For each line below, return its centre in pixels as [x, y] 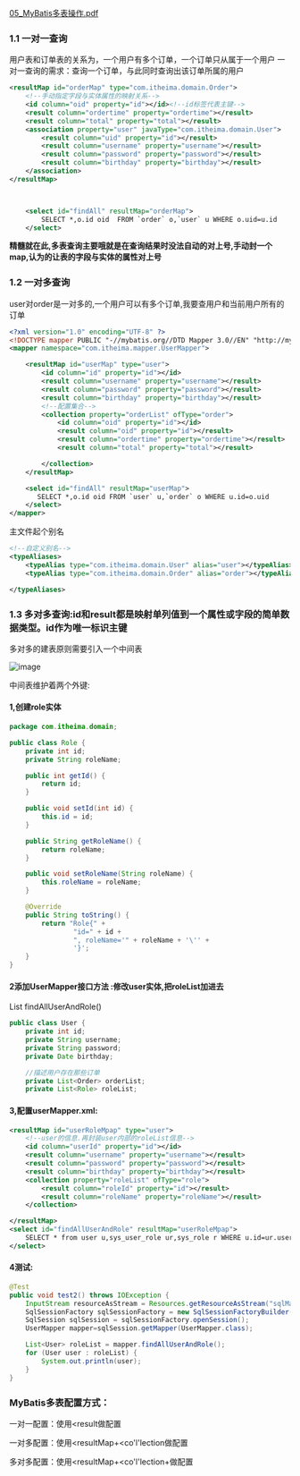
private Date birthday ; [70, 1056]
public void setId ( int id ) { [79, 809]
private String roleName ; [74, 759]
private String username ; [74, 1040]
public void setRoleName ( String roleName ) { [109, 874]
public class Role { [48, 742]
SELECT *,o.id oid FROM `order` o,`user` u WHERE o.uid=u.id [159, 219]
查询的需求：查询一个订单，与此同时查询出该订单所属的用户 [134, 71]
